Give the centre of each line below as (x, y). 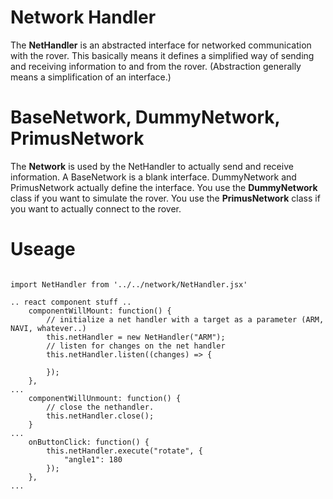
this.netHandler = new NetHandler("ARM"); (136, 337)
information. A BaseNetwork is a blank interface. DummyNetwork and (153, 177)
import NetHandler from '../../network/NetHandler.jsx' (129, 284)
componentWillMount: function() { (100, 311)
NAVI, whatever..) (48, 328)
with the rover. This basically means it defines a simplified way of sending (162, 55)
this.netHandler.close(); (100, 416)
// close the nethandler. (100, 407)
